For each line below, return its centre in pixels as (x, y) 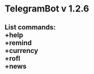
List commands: (30, 27)
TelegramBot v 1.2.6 (47, 9)
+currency (21, 50)
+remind (18, 43)
